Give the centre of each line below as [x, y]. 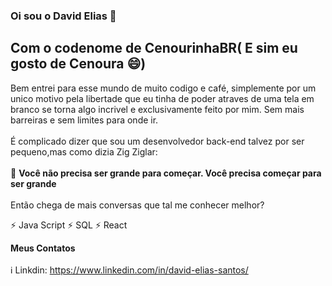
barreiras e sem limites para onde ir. [84, 120]
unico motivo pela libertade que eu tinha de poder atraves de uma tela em [162, 98]
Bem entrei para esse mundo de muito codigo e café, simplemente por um [163, 88]
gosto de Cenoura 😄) [78, 64]
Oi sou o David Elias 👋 [63, 16]
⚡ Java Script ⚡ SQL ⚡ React [69, 225]
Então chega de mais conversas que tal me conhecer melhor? [137, 205]
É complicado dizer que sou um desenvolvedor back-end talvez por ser [157, 141]
